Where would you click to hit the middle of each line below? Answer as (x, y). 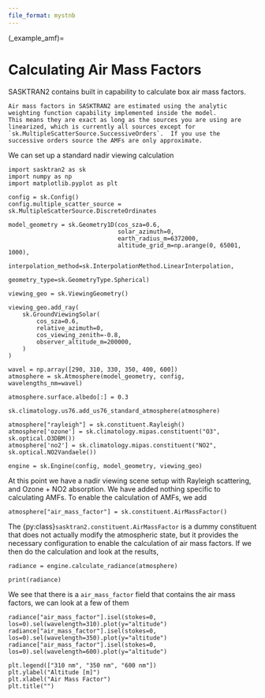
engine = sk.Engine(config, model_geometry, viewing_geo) (105, 466)
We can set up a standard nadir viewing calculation (91, 155)
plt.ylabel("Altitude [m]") (54, 672)
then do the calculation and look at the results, (84, 551)
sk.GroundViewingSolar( (62, 314)
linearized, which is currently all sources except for (102, 127)
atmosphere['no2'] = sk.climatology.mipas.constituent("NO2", (112, 445)
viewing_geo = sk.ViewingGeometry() (68, 293)
